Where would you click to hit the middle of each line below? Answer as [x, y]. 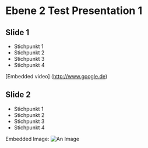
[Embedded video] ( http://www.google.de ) [57, 76]
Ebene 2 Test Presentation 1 [74, 11]
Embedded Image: [27, 139]
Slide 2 [18, 95]
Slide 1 [17, 32]
